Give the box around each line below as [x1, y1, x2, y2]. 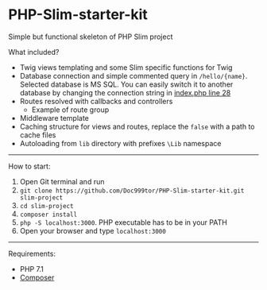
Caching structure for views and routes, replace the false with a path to [19, 122, 255, 131]
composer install [19, 211, 78, 218]
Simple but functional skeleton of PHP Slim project [8, 32, 173, 41]
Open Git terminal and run [19, 176, 105, 186]
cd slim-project [19, 202, 74, 210]
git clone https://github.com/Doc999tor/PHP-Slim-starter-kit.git [19, 187, 245, 195]
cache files [19, 130, 56, 140]
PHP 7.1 [19, 264, 44, 273]
